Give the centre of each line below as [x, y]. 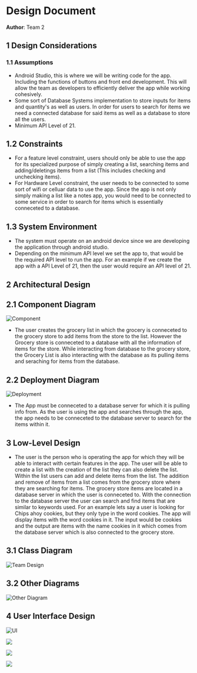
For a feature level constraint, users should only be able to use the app [100, 158]
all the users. [30, 119]
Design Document [51, 11]
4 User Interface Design [51, 616]
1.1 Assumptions [30, 62]
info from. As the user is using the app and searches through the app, [99, 412]
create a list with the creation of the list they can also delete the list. [96, 470]
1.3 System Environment [51, 227]
